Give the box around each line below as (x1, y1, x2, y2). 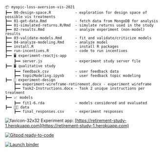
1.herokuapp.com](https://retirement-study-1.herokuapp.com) (5, 123, 129, 128)
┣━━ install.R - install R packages (5, 44, 119, 49)
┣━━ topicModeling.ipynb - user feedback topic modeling (14, 73, 141, 78)
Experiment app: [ (41, 118, 77, 123)
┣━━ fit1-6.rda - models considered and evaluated (14, 101, 147, 105)
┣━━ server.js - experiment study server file (14, 59, 141, 64)
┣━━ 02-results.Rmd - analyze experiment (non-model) (5, 27, 145, 32)
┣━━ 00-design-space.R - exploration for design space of (5, 10, 147, 15)
